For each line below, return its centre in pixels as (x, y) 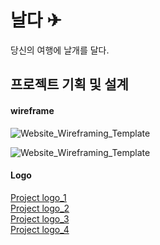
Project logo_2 (40, 208)
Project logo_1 (38, 197)
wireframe (32, 110)
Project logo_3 (40, 218)
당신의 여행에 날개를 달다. (60, 50)
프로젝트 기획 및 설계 (69, 84)
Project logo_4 (40, 229)
